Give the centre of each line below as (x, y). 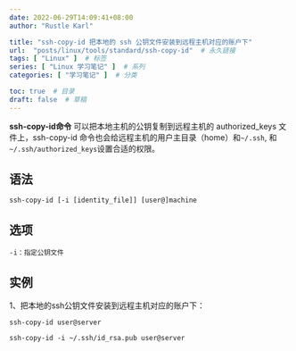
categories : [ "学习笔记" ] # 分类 (73, 75)
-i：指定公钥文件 (37, 253)
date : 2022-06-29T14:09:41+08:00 (71, 17)
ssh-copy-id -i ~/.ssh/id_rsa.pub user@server (97, 338)
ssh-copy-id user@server (55, 322)
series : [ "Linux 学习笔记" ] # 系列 (77, 67)
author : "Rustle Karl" (51, 26)
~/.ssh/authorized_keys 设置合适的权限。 (85, 148)
